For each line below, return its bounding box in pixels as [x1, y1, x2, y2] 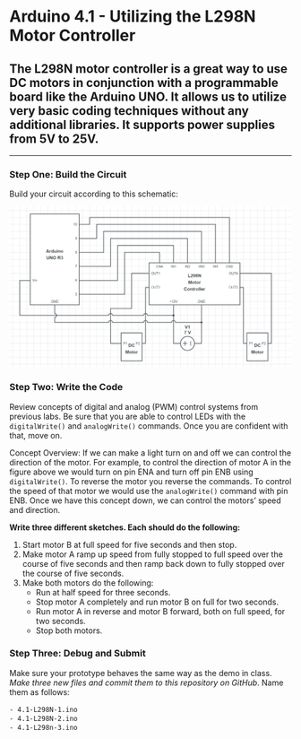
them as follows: [9, 686, 70, 697]
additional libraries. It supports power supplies [9, 117, 276, 132]
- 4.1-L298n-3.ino [9, 723, 78, 732]
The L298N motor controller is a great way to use [9, 61, 288, 76]
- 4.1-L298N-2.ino [9, 714, 78, 723]
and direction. [9, 504, 61, 515]
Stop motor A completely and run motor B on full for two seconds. [35, 596, 279, 607]
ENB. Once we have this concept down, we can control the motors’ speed [9, 495, 282, 506]
